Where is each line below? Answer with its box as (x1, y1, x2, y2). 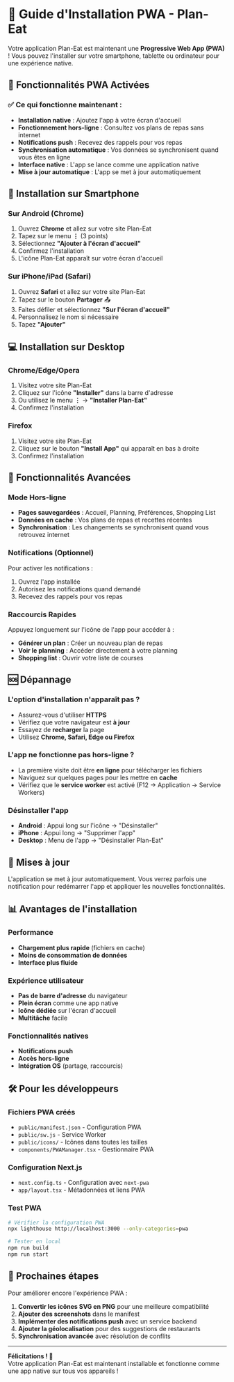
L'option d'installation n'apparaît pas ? (8, 694, 140, 704)
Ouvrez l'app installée (17, 577, 81, 586)
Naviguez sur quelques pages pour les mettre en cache (17, 773, 178, 782)
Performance (8, 928, 54, 938)
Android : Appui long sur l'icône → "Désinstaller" (17, 821, 158, 830)
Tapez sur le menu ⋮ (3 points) (17, 232, 108, 240)
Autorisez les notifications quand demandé (17, 584, 141, 593)
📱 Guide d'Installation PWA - (8, 6, 175, 22)
